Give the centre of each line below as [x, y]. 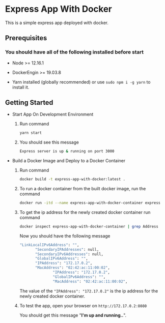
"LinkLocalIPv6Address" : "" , [49, 245]
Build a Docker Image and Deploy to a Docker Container [69, 161]
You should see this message [49, 142]
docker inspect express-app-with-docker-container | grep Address [89, 226]
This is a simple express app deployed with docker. [57, 23]
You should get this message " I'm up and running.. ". [73, 315]
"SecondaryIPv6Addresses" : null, [69, 254]
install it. [21, 87]
